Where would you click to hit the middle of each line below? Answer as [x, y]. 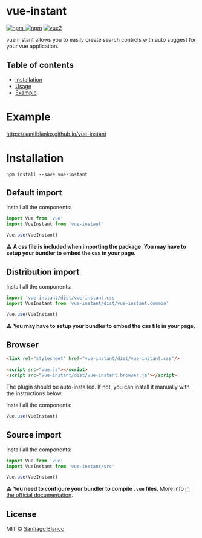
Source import [34, 435]
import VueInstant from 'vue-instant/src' [60, 466]
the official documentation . [40, 495]
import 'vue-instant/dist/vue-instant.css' [62, 298]
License [21, 514]
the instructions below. [34, 393]
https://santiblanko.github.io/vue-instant [57, 134]
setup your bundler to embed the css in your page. [71, 253]
